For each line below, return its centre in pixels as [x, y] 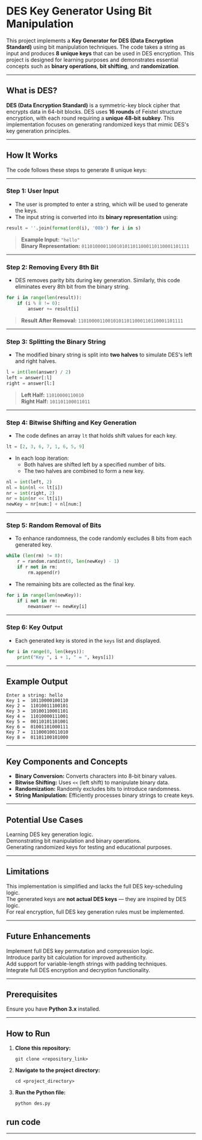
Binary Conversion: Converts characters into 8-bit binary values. [96, 776]
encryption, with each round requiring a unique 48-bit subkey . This [90, 118]
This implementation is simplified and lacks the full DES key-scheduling [94, 886]
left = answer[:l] [29, 377]
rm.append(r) [44, 573]
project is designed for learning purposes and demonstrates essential [92, 60]
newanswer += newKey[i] [57, 606]
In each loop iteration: [42, 458]
